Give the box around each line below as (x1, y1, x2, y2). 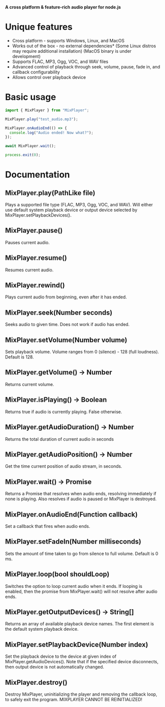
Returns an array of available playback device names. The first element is (5, 621, 154, 627)
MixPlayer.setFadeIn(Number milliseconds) (5, 538, 141, 546)
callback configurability (12, 69, 60, 75)
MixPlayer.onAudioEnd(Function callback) (5, 510, 138, 518)
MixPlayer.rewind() (5, 281, 65, 289)
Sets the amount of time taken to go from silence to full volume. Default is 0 (5, 550, 159, 556)
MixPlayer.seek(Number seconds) (5, 308, 112, 317)
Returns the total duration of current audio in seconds (5, 436, 114, 442)
